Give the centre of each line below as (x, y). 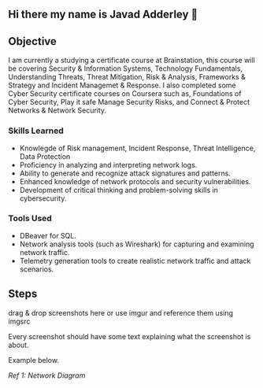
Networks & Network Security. (57, 110)
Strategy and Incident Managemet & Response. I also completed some (122, 85)
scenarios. (37, 269)
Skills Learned (36, 131)
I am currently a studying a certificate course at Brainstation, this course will (132, 61)
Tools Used (30, 219)
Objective (33, 41)
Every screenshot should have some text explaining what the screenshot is (130, 336)
